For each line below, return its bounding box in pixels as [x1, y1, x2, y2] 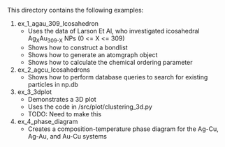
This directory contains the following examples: [7, 6, 144, 14]
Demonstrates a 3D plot [27, 95, 96, 103]
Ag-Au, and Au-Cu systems [27, 132, 107, 140]
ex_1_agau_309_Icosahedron [17, 20, 99, 27]
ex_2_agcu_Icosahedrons [17, 65, 91, 74]
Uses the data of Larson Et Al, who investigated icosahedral [27, 27, 201, 35]
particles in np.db [27, 80, 79, 88]
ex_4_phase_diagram [17, 117, 78, 125]
